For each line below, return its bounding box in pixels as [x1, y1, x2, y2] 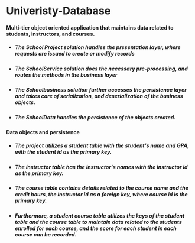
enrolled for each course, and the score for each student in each [14, 225, 177, 232]
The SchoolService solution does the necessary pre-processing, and [14, 65, 188, 72]
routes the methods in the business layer [14, 71, 118, 78]
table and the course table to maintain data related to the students [14, 218, 182, 225]
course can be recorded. [14, 231, 77, 238]
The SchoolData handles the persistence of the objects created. [14, 114, 176, 121]
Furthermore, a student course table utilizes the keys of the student [14, 212, 185, 219]
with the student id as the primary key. [14, 148, 112, 155]
